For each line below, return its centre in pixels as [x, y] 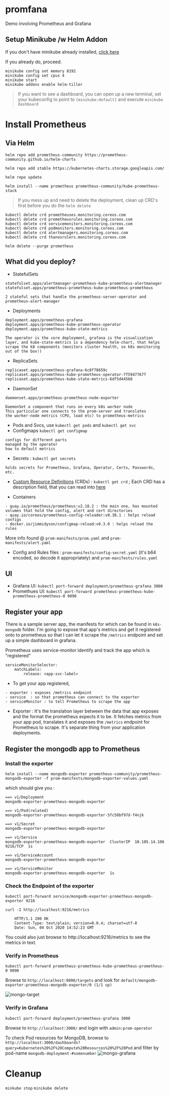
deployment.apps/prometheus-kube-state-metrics [57, 329]
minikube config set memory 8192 [41, 71]
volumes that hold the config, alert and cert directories [69, 511]
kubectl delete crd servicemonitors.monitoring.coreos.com [69, 224]
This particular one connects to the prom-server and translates [76, 411]
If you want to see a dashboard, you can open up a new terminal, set [89, 94]
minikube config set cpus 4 [35, 75]
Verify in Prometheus [32, 956]
